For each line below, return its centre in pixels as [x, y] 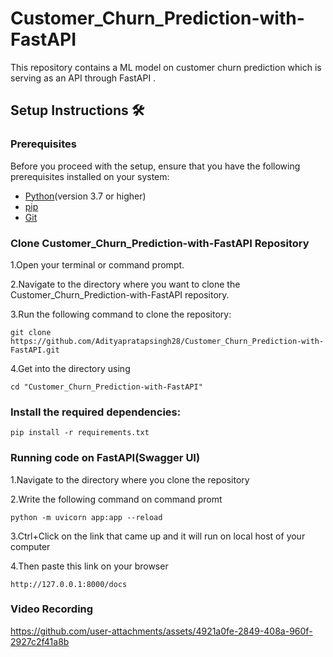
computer [30, 546]
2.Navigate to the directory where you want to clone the [125, 284]
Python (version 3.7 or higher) [85, 196]
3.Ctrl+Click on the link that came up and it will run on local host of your [158, 536]
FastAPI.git [35, 350]
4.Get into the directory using [70, 368]
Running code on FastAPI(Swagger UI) [105, 458]
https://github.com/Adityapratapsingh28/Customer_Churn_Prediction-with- [167, 341]
